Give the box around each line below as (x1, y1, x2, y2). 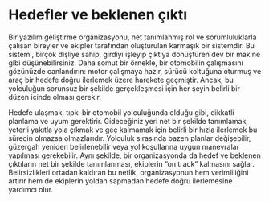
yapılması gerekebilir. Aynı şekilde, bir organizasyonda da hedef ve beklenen (8, 150, 261, 160)
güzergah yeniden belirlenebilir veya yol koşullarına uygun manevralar (8, 142, 239, 151)
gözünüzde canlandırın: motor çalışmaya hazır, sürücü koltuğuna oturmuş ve (8, 66, 262, 76)
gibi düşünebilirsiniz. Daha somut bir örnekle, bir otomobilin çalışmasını (8, 58, 243, 68)
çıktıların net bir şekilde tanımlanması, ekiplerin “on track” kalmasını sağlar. (8, 159, 255, 168)
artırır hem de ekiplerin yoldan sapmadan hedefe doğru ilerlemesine (8, 175, 233, 186)
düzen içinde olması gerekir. (8, 92, 102, 101)
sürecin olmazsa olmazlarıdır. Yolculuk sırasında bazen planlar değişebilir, (8, 133, 251, 142)
